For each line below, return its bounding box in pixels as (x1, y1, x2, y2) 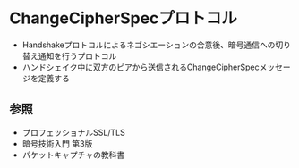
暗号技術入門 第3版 (21, 138, 93, 148)
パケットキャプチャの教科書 (21, 149, 125, 160)
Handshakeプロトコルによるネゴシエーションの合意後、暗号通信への (21, 39, 276, 50)
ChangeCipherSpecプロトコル (9, 8, 237, 29)
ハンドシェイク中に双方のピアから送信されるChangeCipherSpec (21, 62, 260, 72)
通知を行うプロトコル (38, 50, 117, 61)
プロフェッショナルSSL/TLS (21, 127, 125, 138)
